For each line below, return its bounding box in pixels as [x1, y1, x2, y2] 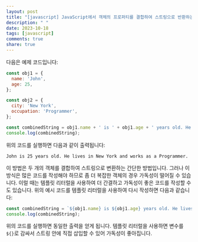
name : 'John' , [11, 76, 46, 81]
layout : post [6, 8, 38, 15]
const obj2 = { [6, 97, 44, 103]
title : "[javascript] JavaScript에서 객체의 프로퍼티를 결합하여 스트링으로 [6, 14, 176, 20]
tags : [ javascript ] [6, 31, 54, 37]
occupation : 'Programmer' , [11, 109, 78, 115]
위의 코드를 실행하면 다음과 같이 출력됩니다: [6, 141, 105, 148]
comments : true [6, 36, 44, 42]
